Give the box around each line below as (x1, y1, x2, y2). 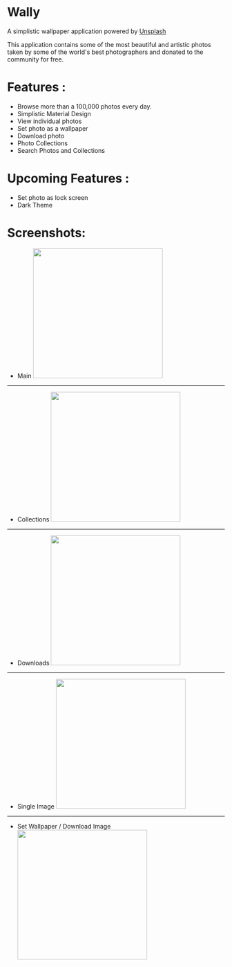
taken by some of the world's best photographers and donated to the (7, 48, 204, 56)
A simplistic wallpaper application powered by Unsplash (7, 27, 166, 35)
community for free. (7, 55, 64, 63)
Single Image (17, 802, 55, 810)
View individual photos (17, 117, 82, 125)
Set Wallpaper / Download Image (17, 822, 111, 830)
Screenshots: (7, 225, 86, 241)
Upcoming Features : (7, 171, 130, 187)
